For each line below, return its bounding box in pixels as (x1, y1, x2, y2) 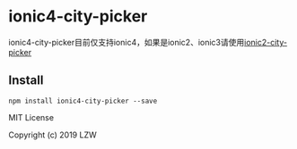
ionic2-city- (244, 37, 288, 47)
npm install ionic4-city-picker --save (8, 96, 158, 105)
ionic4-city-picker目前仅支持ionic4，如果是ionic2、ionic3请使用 (8, 37, 245, 47)
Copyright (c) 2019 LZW (8, 129, 98, 140)
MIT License (8, 112, 55, 122)
